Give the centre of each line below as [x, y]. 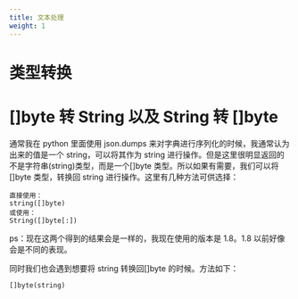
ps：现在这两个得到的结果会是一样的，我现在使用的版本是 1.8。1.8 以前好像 [147, 238]
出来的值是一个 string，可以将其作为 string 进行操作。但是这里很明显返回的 [147, 154]
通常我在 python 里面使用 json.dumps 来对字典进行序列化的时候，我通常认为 [149, 143]
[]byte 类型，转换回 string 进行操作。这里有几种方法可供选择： [124, 177]
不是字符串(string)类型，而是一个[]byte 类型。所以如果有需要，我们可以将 [144, 165]
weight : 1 [28, 26]
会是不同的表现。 [41, 249]
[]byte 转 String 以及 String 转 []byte [144, 116]
